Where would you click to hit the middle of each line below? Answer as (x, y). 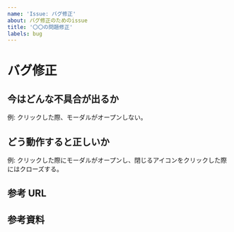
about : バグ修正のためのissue (48, 21)
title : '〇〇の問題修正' (40, 27)
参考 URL (27, 193)
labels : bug (25, 34)
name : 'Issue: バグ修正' (42, 14)
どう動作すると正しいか (58, 142)
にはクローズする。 (35, 169)
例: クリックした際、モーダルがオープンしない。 (77, 117)
